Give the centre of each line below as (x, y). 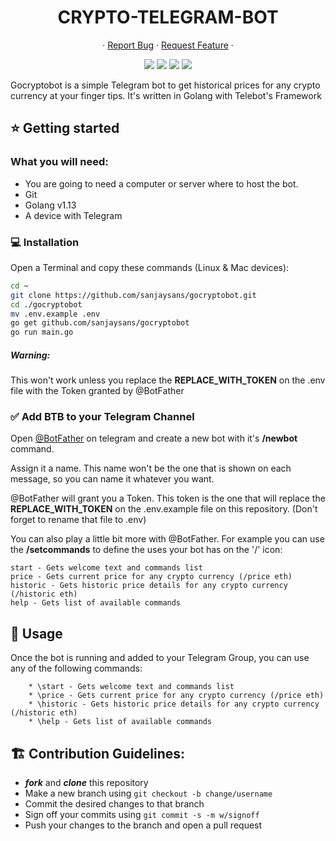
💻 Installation (45, 242)
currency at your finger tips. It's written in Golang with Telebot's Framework (166, 95)
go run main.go (42, 332)
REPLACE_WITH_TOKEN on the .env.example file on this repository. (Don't (164, 509)
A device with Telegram (73, 215)
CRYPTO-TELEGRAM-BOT (168, 17)
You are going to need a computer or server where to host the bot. (161, 183)
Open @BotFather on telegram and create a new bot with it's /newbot (154, 438)
